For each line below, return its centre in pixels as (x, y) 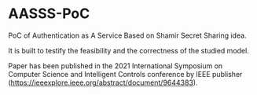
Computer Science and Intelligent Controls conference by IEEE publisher (125, 74)
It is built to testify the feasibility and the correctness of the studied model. (128, 50)
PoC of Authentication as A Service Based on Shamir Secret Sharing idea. (127, 35)
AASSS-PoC (49, 14)
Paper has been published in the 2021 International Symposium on (116, 66)
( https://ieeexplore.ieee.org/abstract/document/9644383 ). (103, 82)
